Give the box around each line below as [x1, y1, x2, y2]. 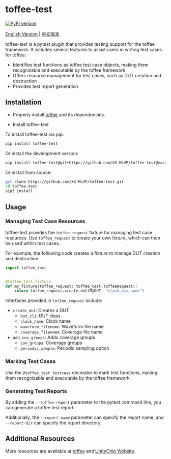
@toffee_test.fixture [5, 279, 51, 284]
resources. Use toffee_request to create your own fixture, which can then [5, 235, 161, 241]
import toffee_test [5, 265, 47, 270]
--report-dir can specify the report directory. [5, 419, 102, 425]
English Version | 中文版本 [5, 30, 60, 37]
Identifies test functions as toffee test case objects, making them [12, 62, 149, 68]
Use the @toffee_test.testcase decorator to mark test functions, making [5, 370, 158, 376]
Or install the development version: [5, 150, 79, 156]
